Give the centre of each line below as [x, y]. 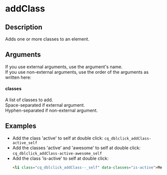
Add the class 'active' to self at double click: [58, 138]
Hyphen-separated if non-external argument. [52, 111]
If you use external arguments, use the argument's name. [64, 67]
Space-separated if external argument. [45, 105]
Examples [21, 126]
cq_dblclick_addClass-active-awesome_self [57, 153]
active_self [25, 143]
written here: [18, 77]
